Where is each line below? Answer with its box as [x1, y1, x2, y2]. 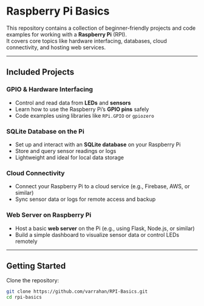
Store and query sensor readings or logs [15, 147, 117, 154]
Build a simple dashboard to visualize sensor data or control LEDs [15, 231, 180, 238]
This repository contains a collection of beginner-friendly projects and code [6, 24, 196, 32]
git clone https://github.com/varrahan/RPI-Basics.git [6, 288, 148, 295]
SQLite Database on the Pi [6, 127, 85, 135]
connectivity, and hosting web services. [6, 44, 106, 51]
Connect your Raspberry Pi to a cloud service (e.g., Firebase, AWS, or [15, 183, 190, 190]
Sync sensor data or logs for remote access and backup [15, 195, 156, 203]
